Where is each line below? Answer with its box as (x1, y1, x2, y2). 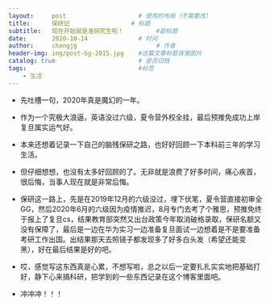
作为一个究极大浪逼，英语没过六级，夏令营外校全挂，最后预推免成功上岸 (19, 112, 260, 122)
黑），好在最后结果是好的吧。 (19, 244, 116, 254)
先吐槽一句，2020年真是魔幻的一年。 (19, 94, 144, 105)
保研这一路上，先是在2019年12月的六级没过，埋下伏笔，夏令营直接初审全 (19, 194, 263, 203)
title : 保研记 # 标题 (8, 19, 151, 27)
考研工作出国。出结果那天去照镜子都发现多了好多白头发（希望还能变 (19, 234, 247, 244)
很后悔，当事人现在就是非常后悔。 (19, 177, 134, 187)
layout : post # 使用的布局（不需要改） (8, 11, 212, 20)
